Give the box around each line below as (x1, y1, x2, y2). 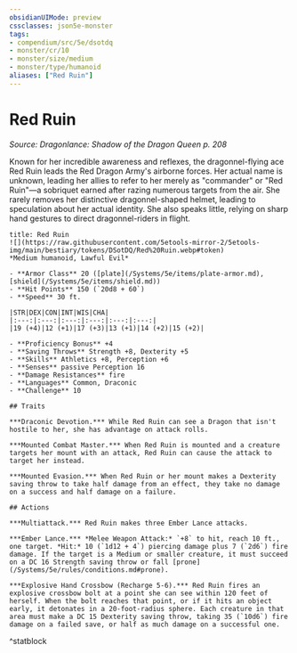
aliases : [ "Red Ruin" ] (9, 71, 93, 80)
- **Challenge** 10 (9, 386, 82, 395)
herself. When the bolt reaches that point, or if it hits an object (9, 596, 273, 606)
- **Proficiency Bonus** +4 (9, 339, 114, 348)
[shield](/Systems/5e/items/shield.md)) (9, 277, 162, 286)
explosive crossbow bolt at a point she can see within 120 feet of (9, 589, 269, 598)
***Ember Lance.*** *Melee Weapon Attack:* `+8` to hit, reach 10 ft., (9, 534, 280, 543)
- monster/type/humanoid (9, 63, 101, 72)
